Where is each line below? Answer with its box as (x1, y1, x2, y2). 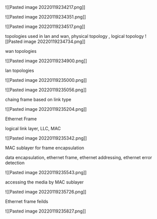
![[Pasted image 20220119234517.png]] (5, 23, 85, 29)
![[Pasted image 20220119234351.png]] (5, 14, 86, 19)
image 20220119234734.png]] (23, 38, 85, 44)
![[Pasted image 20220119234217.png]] (5, 4, 85, 10)
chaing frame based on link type (5, 97, 72, 102)
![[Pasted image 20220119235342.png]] (5, 135, 87, 141)
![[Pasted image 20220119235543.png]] (5, 170, 87, 175)
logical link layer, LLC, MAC (5, 126, 61, 131)
